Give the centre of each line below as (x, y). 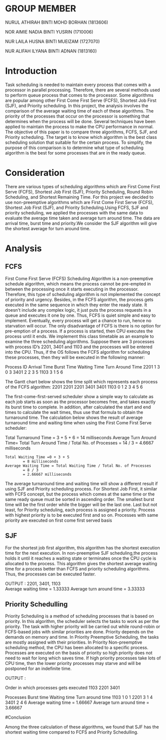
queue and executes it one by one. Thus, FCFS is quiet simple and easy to (81, 315)
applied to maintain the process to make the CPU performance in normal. (80, 126)
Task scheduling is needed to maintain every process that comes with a (78, 84)
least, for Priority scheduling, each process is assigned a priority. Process (80, 510)
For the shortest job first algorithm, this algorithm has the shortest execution (83, 548)
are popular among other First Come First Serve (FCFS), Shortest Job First (81, 100)
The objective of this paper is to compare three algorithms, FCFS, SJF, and (81, 132)
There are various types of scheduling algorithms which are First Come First (83, 186)
